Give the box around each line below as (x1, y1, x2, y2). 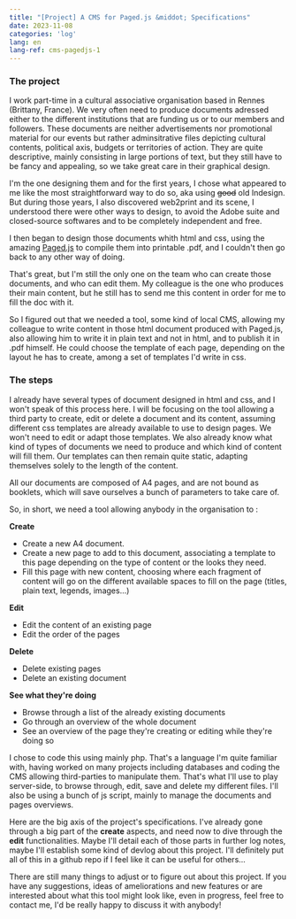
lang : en (9, 37, 42, 47)
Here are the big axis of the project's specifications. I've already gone (9, 816, 263, 827)
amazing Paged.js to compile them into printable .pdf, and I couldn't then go (9, 243, 285, 253)
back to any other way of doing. (9, 251, 125, 262)
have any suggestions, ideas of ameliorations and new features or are (9, 880, 263, 891)
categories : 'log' (9, 29, 77, 38)
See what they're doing (9, 690, 97, 700)
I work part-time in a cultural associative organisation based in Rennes (9, 95, 265, 106)
